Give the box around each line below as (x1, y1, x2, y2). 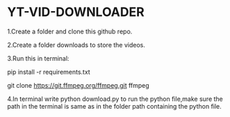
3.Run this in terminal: (7, 54, 69, 63)
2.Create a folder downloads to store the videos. (7, 40, 146, 49)
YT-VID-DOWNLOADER (7, 4, 145, 20)
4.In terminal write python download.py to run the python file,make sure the (7, 95, 224, 103)
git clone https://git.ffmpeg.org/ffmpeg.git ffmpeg (7, 81, 149, 89)
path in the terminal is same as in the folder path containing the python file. (7, 102, 222, 110)
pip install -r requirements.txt (7, 68, 90, 76)
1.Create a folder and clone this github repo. (7, 27, 133, 36)
